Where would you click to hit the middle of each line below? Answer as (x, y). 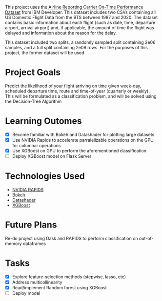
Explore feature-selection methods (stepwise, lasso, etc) (69, 277)
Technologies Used (45, 176)
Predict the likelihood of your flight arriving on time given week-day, (73, 86)
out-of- (146, 238)
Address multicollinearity (37, 282)
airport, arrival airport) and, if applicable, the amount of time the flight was (80, 28)
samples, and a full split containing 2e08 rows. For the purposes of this (76, 47)
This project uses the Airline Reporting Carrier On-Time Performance (74, 7)
